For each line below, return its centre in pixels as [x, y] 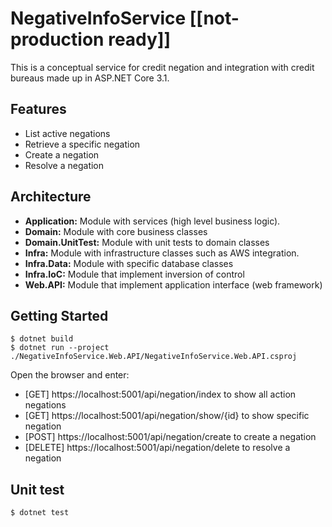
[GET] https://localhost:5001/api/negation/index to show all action [160, 394]
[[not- [214, 18]
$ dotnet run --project [60, 348]
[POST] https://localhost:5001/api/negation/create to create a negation [170, 437]
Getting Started [59, 315]
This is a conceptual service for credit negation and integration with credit [162, 67]
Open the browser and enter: [70, 375]
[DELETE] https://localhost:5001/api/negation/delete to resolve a [157, 448]
